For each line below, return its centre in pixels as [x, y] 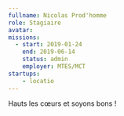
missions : [24, 37]
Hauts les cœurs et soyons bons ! [62, 103]
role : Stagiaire [35, 23]
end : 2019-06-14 [49, 52]
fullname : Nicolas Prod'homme [58, 15]
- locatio [38, 81]
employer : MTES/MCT [54, 67]
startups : [24, 74]
